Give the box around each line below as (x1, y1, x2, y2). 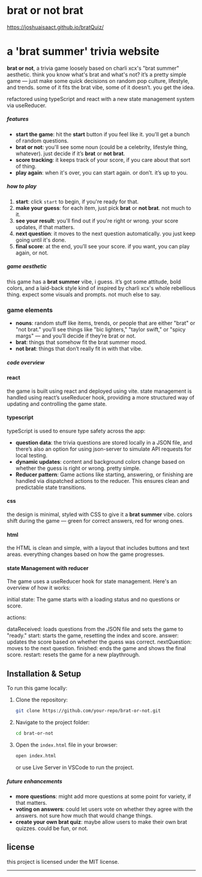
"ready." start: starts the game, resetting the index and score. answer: (7, 632, 179, 639)
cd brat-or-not (15, 730, 54, 737)
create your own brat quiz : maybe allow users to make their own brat (15, 818, 188, 825)
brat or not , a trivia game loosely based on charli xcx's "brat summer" (7, 64, 179, 72)
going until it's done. (15, 236, 67, 244)
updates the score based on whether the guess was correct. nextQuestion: (7, 638, 192, 645)
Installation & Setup (7, 668, 82, 679)
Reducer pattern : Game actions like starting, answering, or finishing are (15, 470, 194, 478)
